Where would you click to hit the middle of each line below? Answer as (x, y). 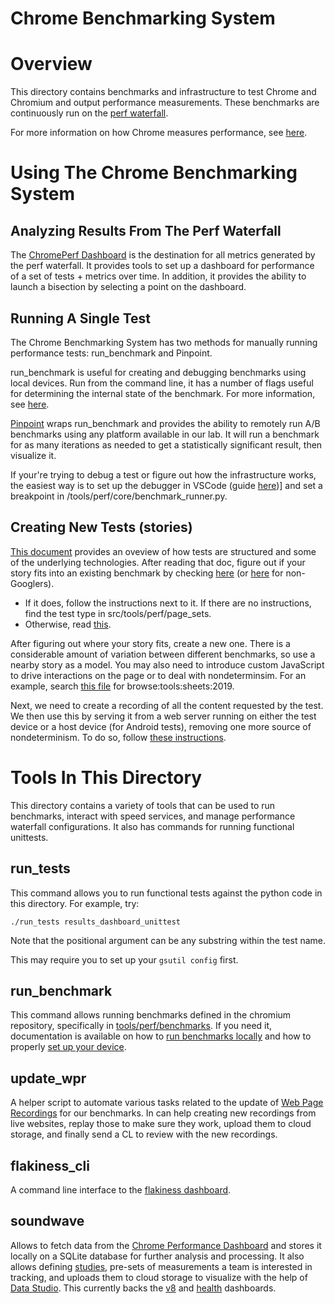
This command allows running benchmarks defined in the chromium (151, 1015)
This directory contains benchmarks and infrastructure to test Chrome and (163, 92)
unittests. (29, 837)
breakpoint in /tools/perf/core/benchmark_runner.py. (119, 496)
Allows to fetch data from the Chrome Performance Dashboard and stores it (166, 1245)
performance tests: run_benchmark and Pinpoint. (111, 353)
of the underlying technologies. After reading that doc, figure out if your (158, 562)
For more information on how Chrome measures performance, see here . (159, 133)
